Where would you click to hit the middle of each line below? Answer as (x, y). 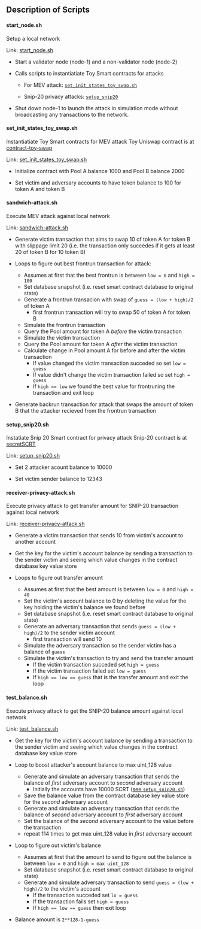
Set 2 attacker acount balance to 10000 (63, 467)
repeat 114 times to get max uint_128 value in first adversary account (108, 833)
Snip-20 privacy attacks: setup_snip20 (71, 96)
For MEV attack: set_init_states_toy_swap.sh (80, 85)
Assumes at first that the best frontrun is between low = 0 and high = (109, 275)
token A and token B (40, 189)
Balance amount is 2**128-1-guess (57, 919)
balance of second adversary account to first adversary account (103, 815)
